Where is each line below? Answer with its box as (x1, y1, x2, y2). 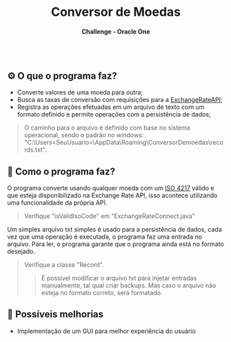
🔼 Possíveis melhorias (7, 308, 104, 321)
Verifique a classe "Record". (23, 261, 105, 269)
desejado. (7, 248, 36, 256)
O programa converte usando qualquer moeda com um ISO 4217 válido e (7, 184, 215, 192)
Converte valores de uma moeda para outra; (17, 88, 143, 97)
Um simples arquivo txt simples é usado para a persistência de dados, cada (7, 225, 222, 234)
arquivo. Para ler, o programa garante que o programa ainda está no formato (7, 240, 224, 248)
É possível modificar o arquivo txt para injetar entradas (41, 274, 197, 283)
